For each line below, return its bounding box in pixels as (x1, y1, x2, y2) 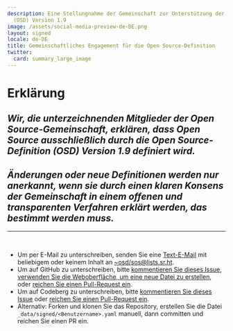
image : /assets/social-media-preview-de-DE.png (7, 23, 148, 30)
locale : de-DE (7, 36, 49, 43)
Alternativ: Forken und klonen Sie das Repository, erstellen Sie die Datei (17, 303, 223, 311)
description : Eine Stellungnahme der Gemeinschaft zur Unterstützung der (7, 10, 225, 17)
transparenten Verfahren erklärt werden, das (7, 201, 207, 213)
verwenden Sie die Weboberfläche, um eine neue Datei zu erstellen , (17, 273, 212, 281)
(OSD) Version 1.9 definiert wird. (53, 145, 196, 157)
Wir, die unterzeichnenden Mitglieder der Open (7, 112, 215, 125)
